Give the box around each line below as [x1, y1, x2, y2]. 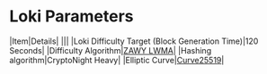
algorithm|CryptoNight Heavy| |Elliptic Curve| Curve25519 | [9, 54, 225, 65]
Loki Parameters [9, 6, 134, 27]
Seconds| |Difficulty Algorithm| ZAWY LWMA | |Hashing [9, 45, 212, 55]
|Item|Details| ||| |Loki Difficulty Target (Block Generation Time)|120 [9, 36, 259, 46]
